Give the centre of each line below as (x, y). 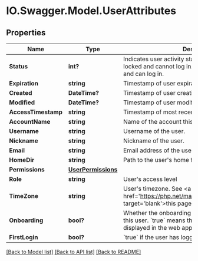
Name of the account (152, 122)
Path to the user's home (156, 160)
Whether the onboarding (157, 213)
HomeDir (22, 160)
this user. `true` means (154, 220)
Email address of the (152, 150)
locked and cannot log (154, 66)
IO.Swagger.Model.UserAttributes (91, 11)
